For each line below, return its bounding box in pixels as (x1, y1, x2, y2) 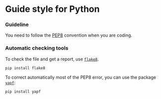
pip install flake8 (5, 65, 46, 70)
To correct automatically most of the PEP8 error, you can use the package (5, 74, 156, 80)
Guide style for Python (5, 3, 100, 15)
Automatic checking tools (5, 45, 68, 51)
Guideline (5, 21, 29, 28)
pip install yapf (5, 89, 41, 94)
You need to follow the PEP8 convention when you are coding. (5, 32, 132, 38)
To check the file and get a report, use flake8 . (5, 56, 99, 62)
